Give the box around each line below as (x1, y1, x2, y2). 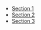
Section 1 (11, 5, 34, 12)
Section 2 (11, 11, 35, 18)
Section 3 (11, 18, 35, 24)
